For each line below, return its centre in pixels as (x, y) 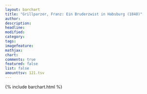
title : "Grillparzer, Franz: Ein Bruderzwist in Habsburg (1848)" (74, 14)
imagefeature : (19, 46)
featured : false (21, 64)
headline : (15, 28)
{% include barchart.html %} (34, 87)
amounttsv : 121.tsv (25, 73)
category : (15, 37)
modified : (15, 32)
